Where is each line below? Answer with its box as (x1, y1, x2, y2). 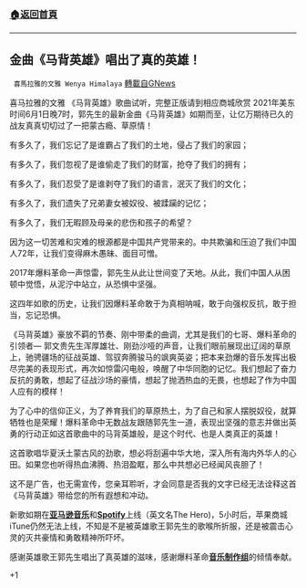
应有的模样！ (16, 386, 66, 397)
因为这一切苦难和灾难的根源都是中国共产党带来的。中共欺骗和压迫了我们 (9, 236, 280, 247)
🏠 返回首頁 (9, 7, 58, 20)
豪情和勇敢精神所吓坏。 (40, 532, 129, 543)
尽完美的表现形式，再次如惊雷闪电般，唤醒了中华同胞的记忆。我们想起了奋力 (9, 363, 297, 374)
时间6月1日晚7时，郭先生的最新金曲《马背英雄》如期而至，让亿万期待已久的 (9, 109, 294, 120)
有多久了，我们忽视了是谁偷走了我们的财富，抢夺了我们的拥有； (9, 159, 249, 170)
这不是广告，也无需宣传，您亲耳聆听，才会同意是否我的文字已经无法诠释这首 (9, 478, 297, 489)
